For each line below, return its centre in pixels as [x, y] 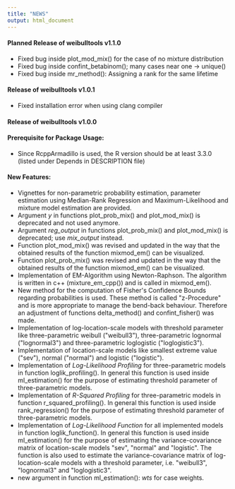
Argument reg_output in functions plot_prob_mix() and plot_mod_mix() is [123, 230]
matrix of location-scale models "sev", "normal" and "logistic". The [114, 447]
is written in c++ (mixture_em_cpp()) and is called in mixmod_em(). [114, 282]
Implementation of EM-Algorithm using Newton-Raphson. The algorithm [122, 275]
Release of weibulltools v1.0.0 [52, 121]
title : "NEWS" [28, 14]
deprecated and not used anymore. [69, 222]
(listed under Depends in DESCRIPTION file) [81, 161]
